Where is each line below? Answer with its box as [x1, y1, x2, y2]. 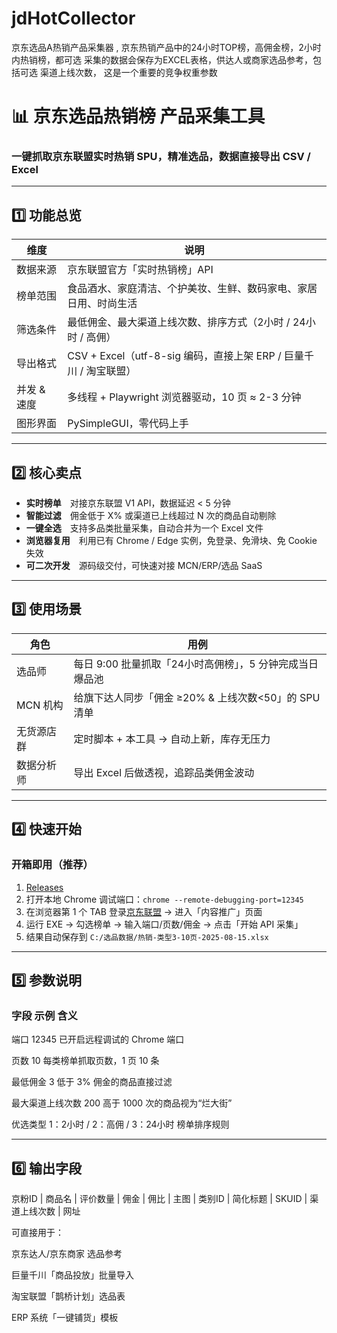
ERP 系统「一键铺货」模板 [11, 1312, 119, 1324]
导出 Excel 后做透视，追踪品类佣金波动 [73, 765, 255, 779]
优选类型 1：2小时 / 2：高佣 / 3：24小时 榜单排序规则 [11, 1118, 230, 1131]
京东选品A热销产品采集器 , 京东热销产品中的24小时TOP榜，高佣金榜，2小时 [11, 41, 322, 53]
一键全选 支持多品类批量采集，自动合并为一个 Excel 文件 [25, 522, 264, 534]
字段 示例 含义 [11, 1008, 78, 1022]
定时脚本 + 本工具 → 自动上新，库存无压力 [73, 732, 271, 746]
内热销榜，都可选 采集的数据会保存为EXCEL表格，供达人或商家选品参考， [11, 53, 313, 66]
